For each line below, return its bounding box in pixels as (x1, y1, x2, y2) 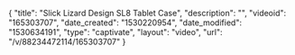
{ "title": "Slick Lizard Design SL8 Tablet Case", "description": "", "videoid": (8, 8, 287, 18)
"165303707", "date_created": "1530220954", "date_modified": (8, 17, 243, 28)
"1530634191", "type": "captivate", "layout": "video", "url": (8, 27, 223, 37)
